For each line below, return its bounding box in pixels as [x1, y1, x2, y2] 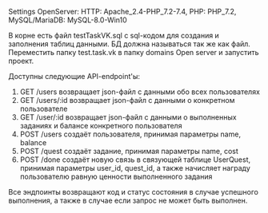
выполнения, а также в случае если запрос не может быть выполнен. [8, 195, 248, 205]
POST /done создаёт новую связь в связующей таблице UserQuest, [19, 155, 251, 164]
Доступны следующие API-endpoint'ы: [8, 72, 141, 81]
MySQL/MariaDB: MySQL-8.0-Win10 [8, 15, 128, 25]
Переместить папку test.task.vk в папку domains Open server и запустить [8, 48, 259, 57]
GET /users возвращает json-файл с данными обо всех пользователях [19, 87, 260, 97]
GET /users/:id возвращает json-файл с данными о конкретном [19, 96, 235, 105]
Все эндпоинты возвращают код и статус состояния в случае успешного [8, 187, 258, 196]
